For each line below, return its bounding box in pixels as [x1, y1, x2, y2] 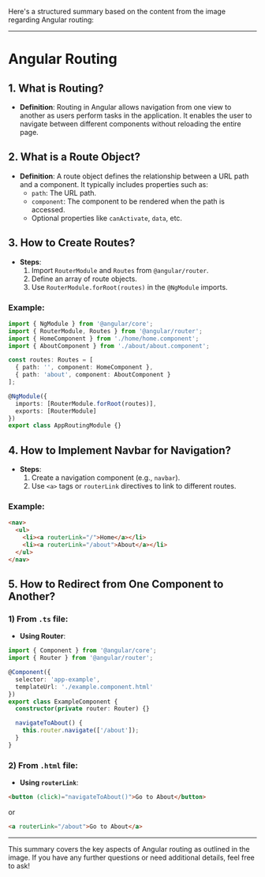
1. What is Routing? [8, 81, 104, 95]
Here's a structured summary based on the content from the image [8, 7, 226, 16]
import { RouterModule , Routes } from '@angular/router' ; [8, 327, 203, 335]
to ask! [8, 860, 30, 871]
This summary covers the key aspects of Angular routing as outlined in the [8, 844, 250, 853]
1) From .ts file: [8, 613, 69, 624]
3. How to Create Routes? [8, 236, 136, 249]
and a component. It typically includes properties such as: [19, 179, 209, 189]
